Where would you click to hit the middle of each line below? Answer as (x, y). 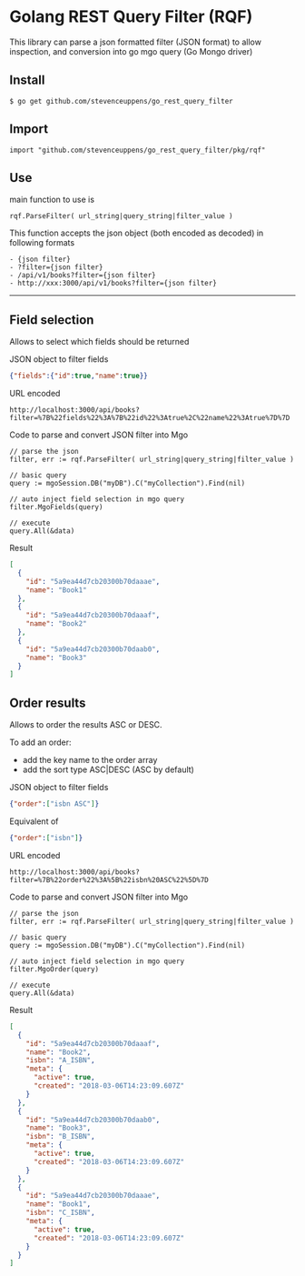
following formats (42, 243)
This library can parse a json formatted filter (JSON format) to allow (135, 42)
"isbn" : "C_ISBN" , (60, 1213)
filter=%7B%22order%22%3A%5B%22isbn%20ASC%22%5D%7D (109, 879)
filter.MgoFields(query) (56, 507)
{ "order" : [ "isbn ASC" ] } (54, 804)
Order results (48, 703)
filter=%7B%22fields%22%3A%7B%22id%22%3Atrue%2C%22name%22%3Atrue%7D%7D (150, 418)
